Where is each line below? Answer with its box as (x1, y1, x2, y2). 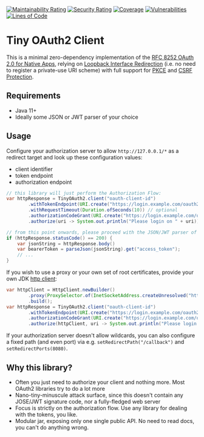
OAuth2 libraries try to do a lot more (15, 385, 105, 392)
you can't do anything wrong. (15, 424, 89, 431)
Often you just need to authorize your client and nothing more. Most (15, 379, 185, 386)
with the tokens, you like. (15, 411, 78, 418)
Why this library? (6, 362, 73, 372)
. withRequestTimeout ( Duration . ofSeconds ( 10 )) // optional (28, 207, 178, 213)
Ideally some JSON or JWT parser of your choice (15, 113, 138, 121)
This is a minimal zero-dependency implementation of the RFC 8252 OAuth (6, 54, 194, 61)
